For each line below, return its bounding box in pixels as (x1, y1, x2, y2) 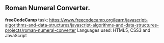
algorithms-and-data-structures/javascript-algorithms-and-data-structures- (5, 22, 159, 28)
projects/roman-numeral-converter (5, 27, 76, 33)
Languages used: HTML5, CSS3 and (77, 27, 151, 33)
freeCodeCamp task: (5, 17, 48, 22)
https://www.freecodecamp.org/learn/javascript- (49, 17, 148, 22)
